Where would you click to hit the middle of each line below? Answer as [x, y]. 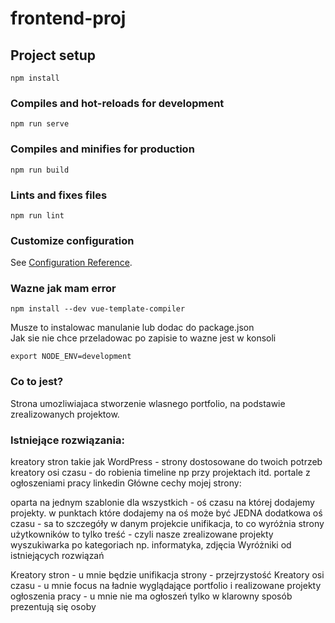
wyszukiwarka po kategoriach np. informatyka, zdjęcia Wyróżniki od [151, 545]
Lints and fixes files [59, 195]
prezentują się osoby [53, 607]
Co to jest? [37, 382]
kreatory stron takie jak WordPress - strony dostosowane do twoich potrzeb [166, 462]
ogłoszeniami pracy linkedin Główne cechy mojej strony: [126, 483]
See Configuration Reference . [71, 263]
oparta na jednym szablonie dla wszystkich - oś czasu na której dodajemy [162, 503]
